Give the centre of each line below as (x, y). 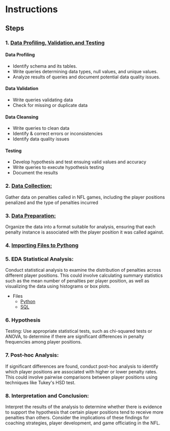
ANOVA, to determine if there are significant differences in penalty (75, 336)
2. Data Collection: (29, 186)
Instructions (32, 9)
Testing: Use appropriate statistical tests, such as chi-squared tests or (79, 331)
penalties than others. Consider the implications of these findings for (77, 418)
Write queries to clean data (41, 128)
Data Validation (22, 89)
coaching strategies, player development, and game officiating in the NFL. (83, 423)
